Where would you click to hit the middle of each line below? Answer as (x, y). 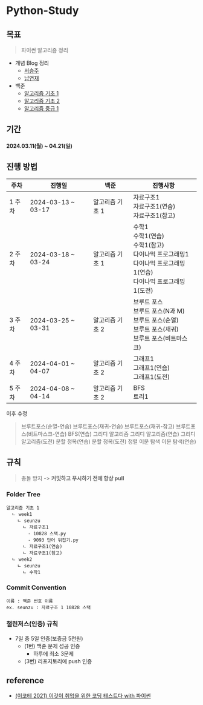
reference (25, 680)
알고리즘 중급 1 (41, 109)
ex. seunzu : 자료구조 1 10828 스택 (49, 608)
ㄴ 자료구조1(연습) (42, 546)
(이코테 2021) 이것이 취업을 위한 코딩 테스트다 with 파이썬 (83, 696)
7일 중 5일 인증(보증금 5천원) (49, 638)
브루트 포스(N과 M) (159, 311)
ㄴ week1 (22, 514)
